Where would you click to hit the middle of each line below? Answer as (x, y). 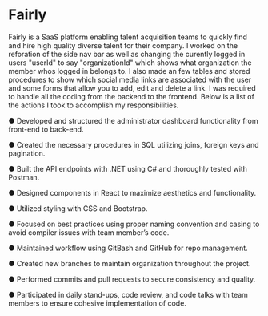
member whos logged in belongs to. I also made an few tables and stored (129, 71)
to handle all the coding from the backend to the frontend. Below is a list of (131, 96)
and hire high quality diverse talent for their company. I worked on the (123, 45)
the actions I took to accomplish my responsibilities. (94, 105)
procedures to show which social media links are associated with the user (130, 79)
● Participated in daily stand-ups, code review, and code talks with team (128, 294)
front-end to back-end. (46, 129)
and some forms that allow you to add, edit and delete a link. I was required (132, 88)
